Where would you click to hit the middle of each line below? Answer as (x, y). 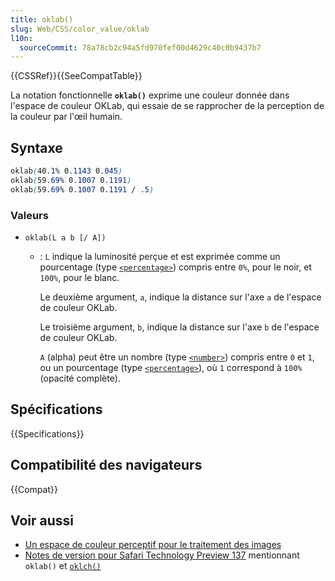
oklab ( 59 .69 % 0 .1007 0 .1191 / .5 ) (82, 189)
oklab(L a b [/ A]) (65, 237)
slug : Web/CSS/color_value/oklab (80, 29)
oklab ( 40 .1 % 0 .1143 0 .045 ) (66, 171)
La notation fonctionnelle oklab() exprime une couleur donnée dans (150, 95)
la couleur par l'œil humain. (66, 117)
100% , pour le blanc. (79, 277)
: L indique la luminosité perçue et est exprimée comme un (160, 256)
